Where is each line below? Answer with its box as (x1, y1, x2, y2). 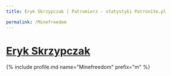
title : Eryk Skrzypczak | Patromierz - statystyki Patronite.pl (6, 8, 166, 15)
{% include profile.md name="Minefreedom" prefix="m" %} (6, 64, 151, 71)
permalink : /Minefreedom (6, 19, 67, 25)
